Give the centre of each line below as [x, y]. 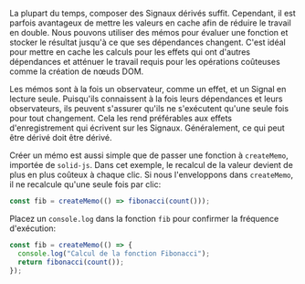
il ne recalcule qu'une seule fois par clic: [85, 184]
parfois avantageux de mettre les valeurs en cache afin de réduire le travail [151, 23]
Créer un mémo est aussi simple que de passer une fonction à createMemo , [149, 155]
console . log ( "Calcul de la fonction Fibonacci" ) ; [114, 253]
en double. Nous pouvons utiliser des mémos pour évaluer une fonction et [149, 32]
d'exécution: [33, 228]
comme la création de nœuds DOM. [77, 71]
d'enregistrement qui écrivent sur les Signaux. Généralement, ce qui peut [147, 128]
